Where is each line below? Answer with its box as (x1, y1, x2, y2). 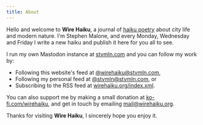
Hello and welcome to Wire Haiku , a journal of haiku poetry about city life (6, 26, 190, 33)
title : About (6, 9, 40, 15)
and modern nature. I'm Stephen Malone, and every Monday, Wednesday (6, 32, 190, 40)
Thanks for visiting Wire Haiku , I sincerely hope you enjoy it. (6, 112, 157, 119)
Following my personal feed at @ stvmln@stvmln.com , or (15, 75, 157, 82)
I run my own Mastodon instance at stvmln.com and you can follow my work (6, 50, 198, 58)
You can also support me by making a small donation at (6, 93, 145, 101)
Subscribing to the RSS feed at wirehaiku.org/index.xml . (15, 82, 155, 89)
